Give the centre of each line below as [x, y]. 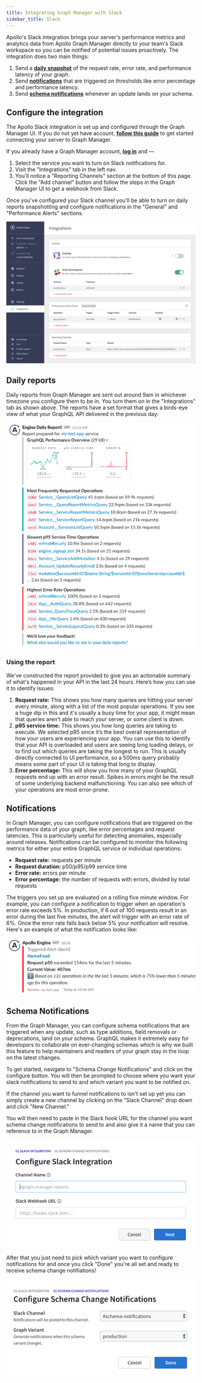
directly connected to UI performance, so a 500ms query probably [97, 757]
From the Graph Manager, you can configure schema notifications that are [98, 1025]
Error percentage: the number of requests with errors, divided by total [102, 880]
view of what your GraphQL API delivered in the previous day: [83, 414]
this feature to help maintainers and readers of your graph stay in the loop [98, 1051]
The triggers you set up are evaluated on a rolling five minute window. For [97, 898]
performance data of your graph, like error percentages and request [90, 830]
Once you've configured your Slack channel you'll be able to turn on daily [97, 200]
